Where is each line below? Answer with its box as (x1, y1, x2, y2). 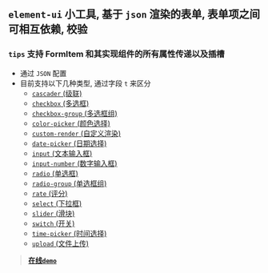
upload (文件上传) (31, 239, 90, 248)
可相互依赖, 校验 (8, 22, 88, 36)
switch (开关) (31, 219, 75, 228)
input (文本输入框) (31, 148, 93, 158)
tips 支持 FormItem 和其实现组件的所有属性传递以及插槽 (8, 49, 226, 60)
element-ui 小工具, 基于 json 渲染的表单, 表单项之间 (8, 7, 261, 22)
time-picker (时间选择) (31, 228, 107, 238)
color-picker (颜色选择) (31, 118, 110, 128)
